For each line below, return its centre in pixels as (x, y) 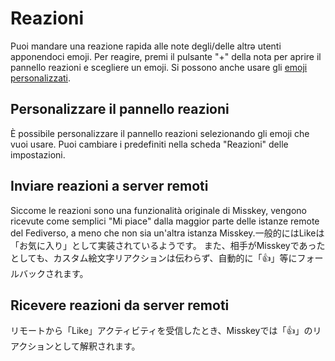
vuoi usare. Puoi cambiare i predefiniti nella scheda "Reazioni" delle (149, 144)
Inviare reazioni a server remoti (109, 186)
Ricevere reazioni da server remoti (120, 305)
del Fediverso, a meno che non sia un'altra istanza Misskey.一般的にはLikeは (167, 233)
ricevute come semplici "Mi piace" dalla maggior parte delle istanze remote (165, 221)
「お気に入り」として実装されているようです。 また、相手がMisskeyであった (168, 245)
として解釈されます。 (97, 346)
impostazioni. (38, 154)
